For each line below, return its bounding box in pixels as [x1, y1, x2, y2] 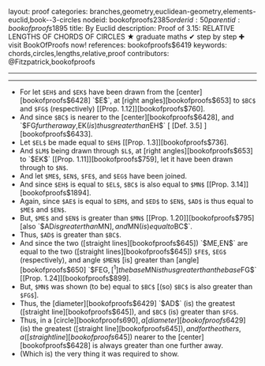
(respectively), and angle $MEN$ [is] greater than [19, 255, 175, 264]
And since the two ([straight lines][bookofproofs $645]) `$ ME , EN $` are [19, 239, 248, 247]
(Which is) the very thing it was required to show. [19, 349, 180, 358]
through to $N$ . [19, 163, 69, 172]
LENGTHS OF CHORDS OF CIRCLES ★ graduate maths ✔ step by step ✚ [8, 32, 245, 41]
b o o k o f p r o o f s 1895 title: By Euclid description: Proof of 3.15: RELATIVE [8, 24, 235, 32]
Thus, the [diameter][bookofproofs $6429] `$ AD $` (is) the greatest [19, 298, 235, 308]
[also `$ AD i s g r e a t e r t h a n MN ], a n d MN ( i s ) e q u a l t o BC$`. [19, 221, 193, 231]
